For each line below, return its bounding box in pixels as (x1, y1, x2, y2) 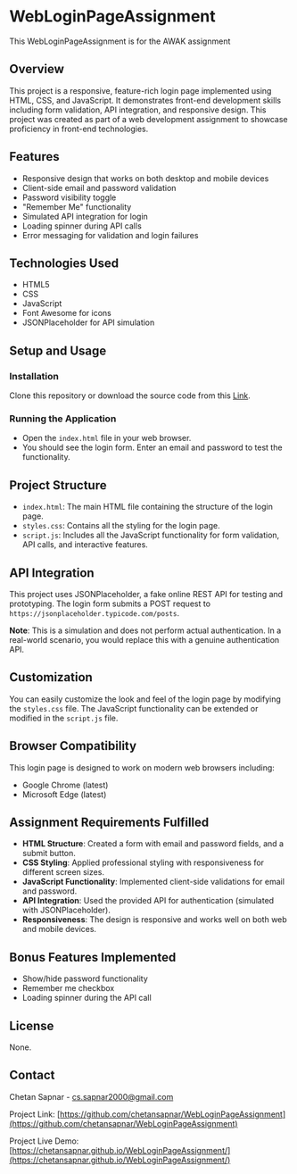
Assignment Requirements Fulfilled (9, 815, 210, 829)
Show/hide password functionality (21, 973, 149, 984)
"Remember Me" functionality (21, 201, 132, 212)
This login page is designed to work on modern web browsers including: (9, 762, 275, 773)
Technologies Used (9, 255, 119, 271)
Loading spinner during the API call (21, 993, 152, 1003)
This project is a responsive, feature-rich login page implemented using (9, 85, 272, 96)
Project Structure (9, 478, 107, 493)
